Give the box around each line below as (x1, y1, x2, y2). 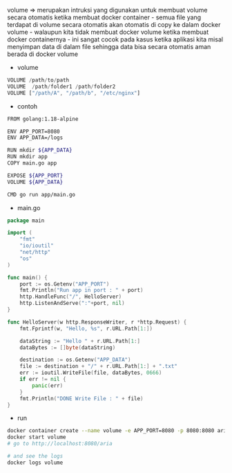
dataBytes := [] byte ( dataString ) (19, 344, 116, 351)
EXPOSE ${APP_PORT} (7, 172, 64, 179)
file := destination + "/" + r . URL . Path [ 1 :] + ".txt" (19, 363, 177, 370)
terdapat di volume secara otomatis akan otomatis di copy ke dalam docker (7, 21, 221, 28)
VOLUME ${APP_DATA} (7, 178, 64, 185)
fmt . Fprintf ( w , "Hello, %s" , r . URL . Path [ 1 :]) (19, 325, 153, 332)
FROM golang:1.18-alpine (7, 115, 79, 122)
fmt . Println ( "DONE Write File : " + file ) (19, 395, 144, 402)
